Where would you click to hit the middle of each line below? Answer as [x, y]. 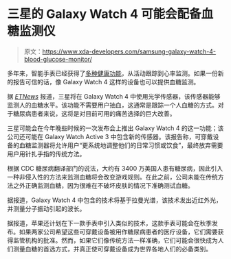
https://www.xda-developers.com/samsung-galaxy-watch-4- [129, 51]
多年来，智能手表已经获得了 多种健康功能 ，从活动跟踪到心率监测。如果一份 [112, 73]
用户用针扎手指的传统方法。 [46, 153]
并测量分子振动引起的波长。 [46, 208]
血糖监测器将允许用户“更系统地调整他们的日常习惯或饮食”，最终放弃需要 [121, 145]
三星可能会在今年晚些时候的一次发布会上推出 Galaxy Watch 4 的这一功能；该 [115, 128]
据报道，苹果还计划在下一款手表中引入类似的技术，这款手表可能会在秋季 [109, 223]
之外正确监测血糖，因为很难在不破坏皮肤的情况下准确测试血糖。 [103, 185]
